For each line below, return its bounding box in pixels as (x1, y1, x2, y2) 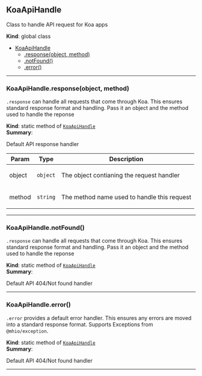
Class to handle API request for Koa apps (6, 21, 108, 28)
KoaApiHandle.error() (6, 301, 71, 309)
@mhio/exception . (6, 327, 49, 334)
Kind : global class (6, 33, 51, 40)
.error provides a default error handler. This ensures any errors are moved (6, 314, 192, 322)
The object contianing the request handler (61, 171, 180, 180)
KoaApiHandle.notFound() (6, 223, 85, 232)
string (37, 194, 56, 201)
